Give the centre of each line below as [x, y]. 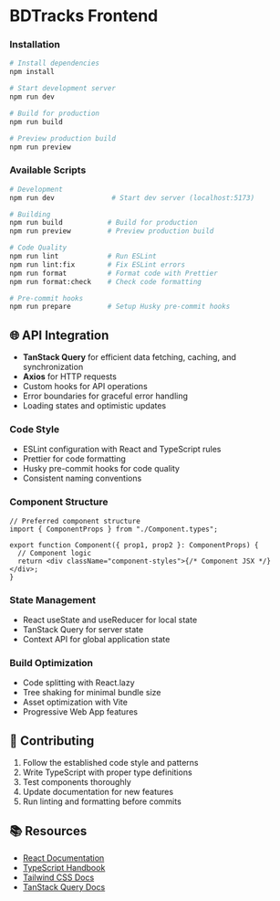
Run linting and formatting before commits [102, 801]
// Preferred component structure [75, 521]
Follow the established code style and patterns [110, 763]
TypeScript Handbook [64, 867]
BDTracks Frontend [84, 16]
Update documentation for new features [98, 792]
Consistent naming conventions [82, 478]
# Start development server [63, 89]
